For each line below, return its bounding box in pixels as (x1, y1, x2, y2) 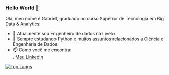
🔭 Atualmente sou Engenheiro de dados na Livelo (12, 31, 115, 37)
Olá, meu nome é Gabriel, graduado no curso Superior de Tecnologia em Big (5, 16, 164, 22)
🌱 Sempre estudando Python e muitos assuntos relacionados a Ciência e (12, 36, 164, 42)
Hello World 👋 (5, 4, 39, 11)
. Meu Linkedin (12, 54, 44, 60)
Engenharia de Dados (12, 41, 58, 47)
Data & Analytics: (5, 21, 41, 27)
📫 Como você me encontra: (12, 47, 72, 53)
